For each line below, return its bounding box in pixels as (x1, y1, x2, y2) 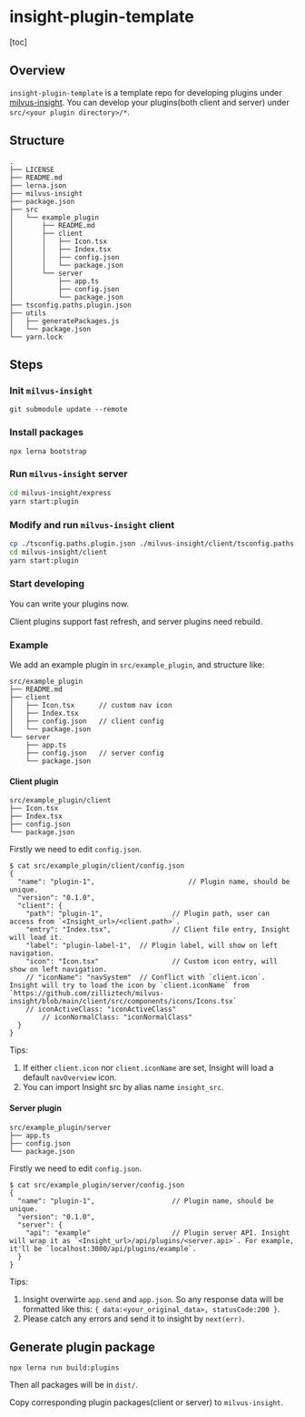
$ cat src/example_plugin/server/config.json (9, 1180, 184, 1189)
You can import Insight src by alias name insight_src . (22, 1082, 224, 1093)
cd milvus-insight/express (9, 488, 112, 497)
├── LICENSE (9, 165, 54, 174)
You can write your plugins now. (9, 598, 130, 609)
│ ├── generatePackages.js (9, 316, 120, 325)
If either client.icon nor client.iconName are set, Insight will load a (22, 1063, 274, 1074)
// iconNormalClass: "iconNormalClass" (42, 1013, 193, 1022)
